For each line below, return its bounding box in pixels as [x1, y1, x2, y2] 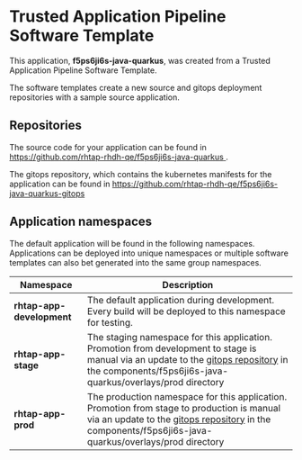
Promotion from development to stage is [86, 342, 257, 355]
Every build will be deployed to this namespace [86, 304, 286, 317]
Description [162, 278, 214, 291]
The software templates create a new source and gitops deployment [9, 82, 262, 93]
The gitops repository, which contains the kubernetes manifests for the [9, 168, 272, 179]
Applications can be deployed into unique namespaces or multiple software [9, 248, 289, 258]
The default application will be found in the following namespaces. [9, 238, 255, 248]
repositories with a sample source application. [9, 92, 180, 103]
